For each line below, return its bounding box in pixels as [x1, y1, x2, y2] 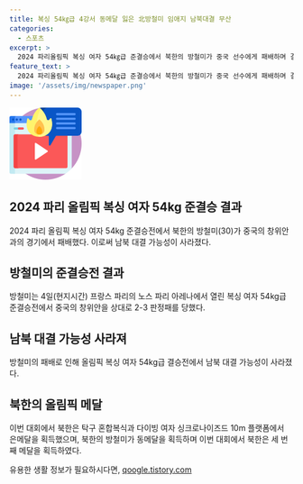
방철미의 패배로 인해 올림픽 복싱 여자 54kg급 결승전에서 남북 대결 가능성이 [9, 357, 269, 368]
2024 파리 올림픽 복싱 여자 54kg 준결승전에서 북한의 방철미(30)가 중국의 [9, 225, 266, 236]
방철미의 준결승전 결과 [9, 265, 124, 280]
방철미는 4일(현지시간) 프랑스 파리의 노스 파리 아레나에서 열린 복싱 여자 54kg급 [9, 291, 287, 302]
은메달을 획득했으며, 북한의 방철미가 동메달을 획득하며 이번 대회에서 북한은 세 [9, 434, 280, 444]
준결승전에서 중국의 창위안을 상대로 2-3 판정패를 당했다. [9, 302, 206, 313]
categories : [9, 23, 54, 33]
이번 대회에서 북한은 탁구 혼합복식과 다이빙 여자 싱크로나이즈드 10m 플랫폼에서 [9, 423, 285, 433]
